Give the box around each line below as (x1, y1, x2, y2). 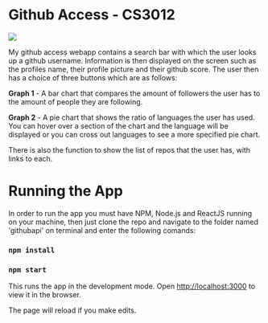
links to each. (8, 153, 53, 163)
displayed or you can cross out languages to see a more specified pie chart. (8, 129, 260, 139)
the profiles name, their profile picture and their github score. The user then (8, 64, 259, 74)
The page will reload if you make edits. (8, 305, 137, 315)
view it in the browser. (8, 290, 82, 300)
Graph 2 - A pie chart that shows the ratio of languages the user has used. (8, 112, 255, 122)
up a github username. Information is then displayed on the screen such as (8, 55, 257, 65)
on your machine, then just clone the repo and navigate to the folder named (8, 217, 259, 227)
